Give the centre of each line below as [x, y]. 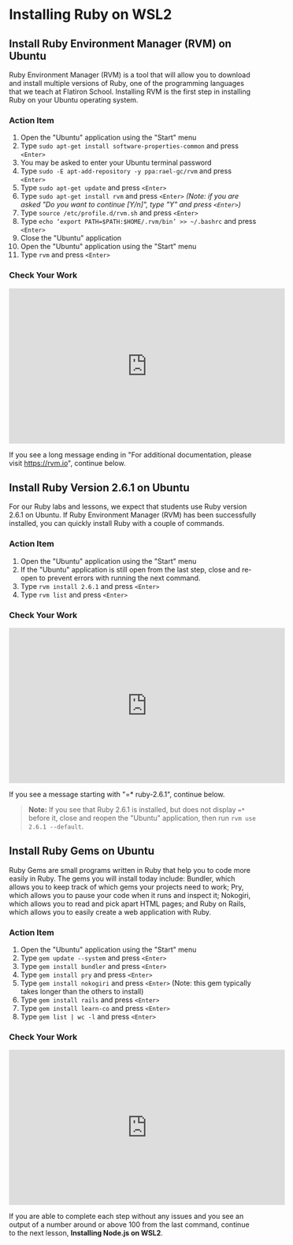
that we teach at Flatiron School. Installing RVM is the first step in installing [130, 91]
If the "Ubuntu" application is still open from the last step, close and [130, 569]
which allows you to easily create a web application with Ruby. [110, 911]
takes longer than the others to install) [82, 992]
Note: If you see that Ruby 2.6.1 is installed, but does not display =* [137, 809]
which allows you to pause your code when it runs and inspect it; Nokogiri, [130, 895]
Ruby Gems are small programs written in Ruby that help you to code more [130, 870]
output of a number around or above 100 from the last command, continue [130, 1224]
